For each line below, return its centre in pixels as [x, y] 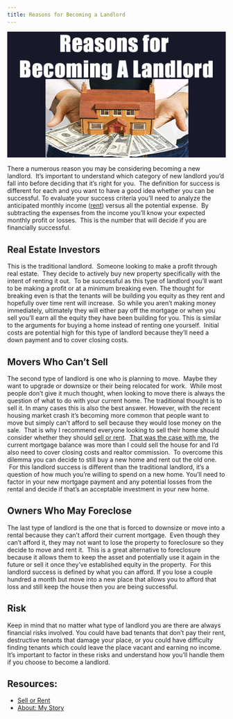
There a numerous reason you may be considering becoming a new [104, 169]
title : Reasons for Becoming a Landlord [67, 15]
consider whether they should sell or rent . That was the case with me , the [113, 438]
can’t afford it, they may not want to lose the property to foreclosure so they [115, 542]
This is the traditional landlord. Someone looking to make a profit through [112, 267]
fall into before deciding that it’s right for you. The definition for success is [114, 183]
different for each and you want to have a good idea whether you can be [111, 191]
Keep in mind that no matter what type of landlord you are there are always [114, 625]
